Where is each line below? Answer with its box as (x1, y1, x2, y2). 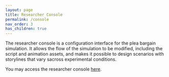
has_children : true (5, 26, 47, 31)
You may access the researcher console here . (5, 66, 102, 72)
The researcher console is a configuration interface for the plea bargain (5, 40, 156, 46)
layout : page (5, 7, 33, 13)
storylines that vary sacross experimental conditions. (5, 56, 117, 62)
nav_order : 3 (5, 21, 33, 27)
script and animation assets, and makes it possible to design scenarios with (5, 51, 164, 57)
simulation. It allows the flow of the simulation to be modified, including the (5, 46, 163, 52)
